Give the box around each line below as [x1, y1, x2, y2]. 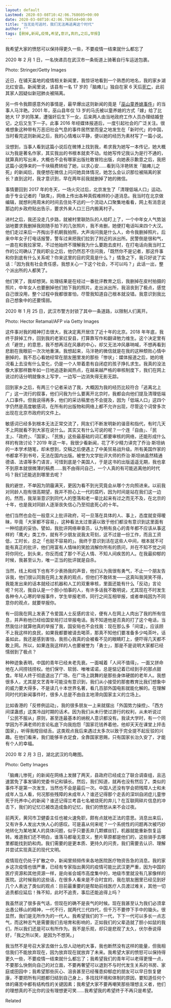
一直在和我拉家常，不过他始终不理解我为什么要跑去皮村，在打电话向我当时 [5, 242, 161, 248]
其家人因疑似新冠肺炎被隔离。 [5, 90, 68, 96]
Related [5, 998, 21, 1003]
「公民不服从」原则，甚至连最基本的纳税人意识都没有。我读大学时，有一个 [5, 715, 161, 721]
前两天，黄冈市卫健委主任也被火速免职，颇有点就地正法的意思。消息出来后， [5, 815, 166, 821]
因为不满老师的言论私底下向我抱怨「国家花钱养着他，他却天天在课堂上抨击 [9, 721, 166, 727]
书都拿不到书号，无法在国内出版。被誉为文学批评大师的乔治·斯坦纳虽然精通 [5, 452, 163, 458]
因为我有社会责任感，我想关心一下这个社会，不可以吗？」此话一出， [16, 261, 159, 267]
